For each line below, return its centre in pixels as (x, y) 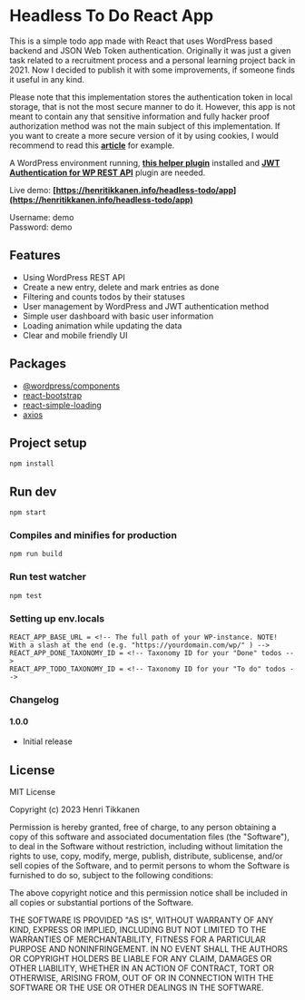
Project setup (49, 442)
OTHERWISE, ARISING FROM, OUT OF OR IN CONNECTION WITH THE (142, 978)
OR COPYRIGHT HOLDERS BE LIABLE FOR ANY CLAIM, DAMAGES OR (141, 959)
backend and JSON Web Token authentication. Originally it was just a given (150, 50)
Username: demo (42, 217)
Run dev (33, 491)
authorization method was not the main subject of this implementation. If (145, 126)
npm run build (36, 554)
